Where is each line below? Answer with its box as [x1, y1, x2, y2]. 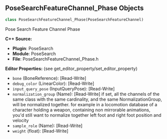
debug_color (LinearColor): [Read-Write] [12, 80, 95, 86]
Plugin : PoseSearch [12, 45, 53, 51]
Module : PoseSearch [12, 51, 56, 57]
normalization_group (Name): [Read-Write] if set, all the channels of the [12, 91, 160, 97]
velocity [12, 117, 29, 123]
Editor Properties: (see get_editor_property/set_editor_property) [5, 66, 138, 71]
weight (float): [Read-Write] [12, 128, 69, 134]
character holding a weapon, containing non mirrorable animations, [12, 107, 151, 113]
